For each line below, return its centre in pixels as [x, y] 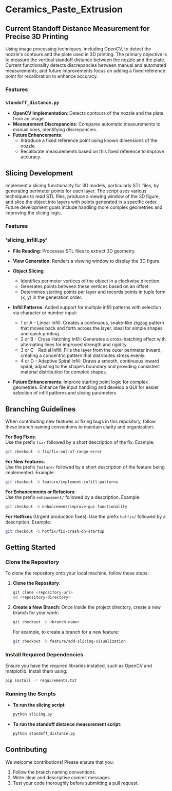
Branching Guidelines [41, 409]
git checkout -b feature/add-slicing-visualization [69, 641]
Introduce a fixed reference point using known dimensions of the [89, 140]
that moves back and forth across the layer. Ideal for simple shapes [91, 328]
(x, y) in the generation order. [51, 297]
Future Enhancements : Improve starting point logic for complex [80, 382]
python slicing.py [32, 714]
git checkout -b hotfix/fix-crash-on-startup [55, 531]
